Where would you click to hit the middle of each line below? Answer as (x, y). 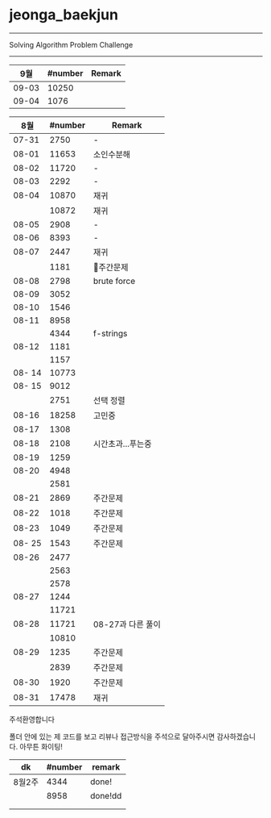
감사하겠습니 (236, 737)
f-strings (110, 333)
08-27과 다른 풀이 (127, 624)
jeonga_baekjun (64, 15)
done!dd (106, 795)
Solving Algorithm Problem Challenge (71, 44)
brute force (114, 281)
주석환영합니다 (32, 719)
